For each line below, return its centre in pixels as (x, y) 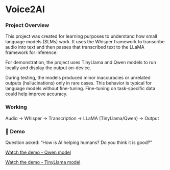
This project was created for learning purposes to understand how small (81, 36)
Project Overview (27, 25)
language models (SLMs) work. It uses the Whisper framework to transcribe (85, 42)
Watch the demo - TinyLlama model (43, 162)
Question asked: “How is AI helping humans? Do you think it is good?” (79, 143)
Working (16, 107)
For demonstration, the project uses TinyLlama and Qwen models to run (81, 63)
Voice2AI (25, 9)
